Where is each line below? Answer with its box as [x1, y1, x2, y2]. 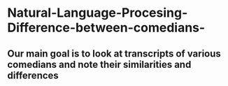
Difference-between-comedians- [7, 20, 206, 36]
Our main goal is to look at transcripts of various [7, 48, 222, 59]
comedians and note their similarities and [7, 58, 192, 71]
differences [7, 69, 59, 81]
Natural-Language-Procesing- [7, 5, 188, 21]
